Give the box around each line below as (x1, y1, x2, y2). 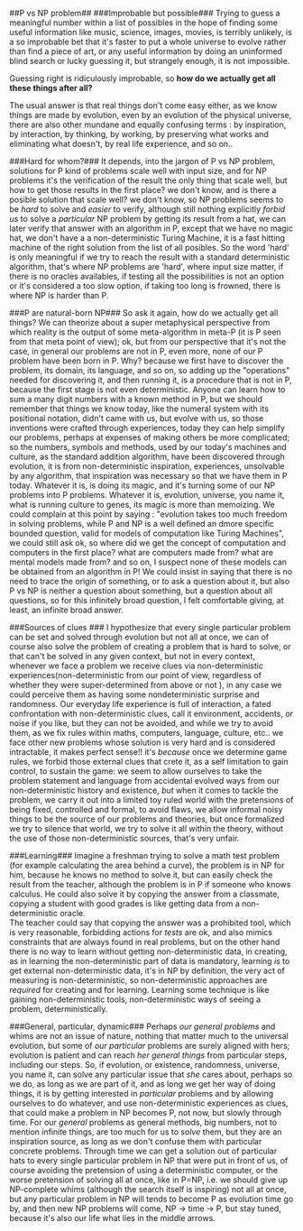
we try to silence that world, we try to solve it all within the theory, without (9, 823, 284, 833)
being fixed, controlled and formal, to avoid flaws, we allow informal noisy (9, 804, 283, 814)
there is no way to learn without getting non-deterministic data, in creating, (9, 946, 288, 957)
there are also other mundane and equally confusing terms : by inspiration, (9, 119, 287, 130)
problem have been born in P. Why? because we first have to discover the (9, 355, 284, 366)
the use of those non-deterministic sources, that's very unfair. (9, 833, 240, 843)
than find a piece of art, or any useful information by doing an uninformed (9, 46, 282, 57)
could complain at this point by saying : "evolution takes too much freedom (9, 509, 288, 519)
